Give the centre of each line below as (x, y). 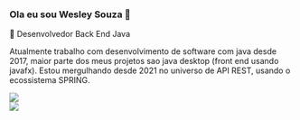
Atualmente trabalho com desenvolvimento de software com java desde (143, 51)
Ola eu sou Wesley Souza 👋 (70, 14)
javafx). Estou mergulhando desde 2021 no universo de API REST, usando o (150, 70)
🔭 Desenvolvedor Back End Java (70, 34)
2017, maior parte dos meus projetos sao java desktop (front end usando (144, 61)
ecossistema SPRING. (50, 80)
